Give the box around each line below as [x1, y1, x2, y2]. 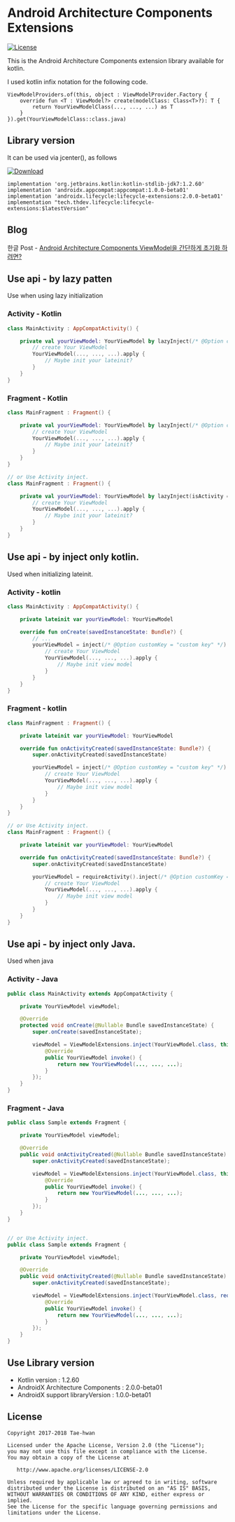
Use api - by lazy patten [7, 273, 113, 284]
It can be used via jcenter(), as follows [7, 153, 117, 162]
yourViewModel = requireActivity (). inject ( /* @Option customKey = [32, 873, 230, 880]
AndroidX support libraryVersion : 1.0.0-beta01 [17, 1390, 152, 1399]
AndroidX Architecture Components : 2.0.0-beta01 [17, 1383, 162, 1392]
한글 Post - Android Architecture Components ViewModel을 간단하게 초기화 [7, 243, 220, 252]
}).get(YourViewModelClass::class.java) [7, 116, 127, 123]
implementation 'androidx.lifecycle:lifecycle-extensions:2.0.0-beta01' [7, 193, 224, 200]
